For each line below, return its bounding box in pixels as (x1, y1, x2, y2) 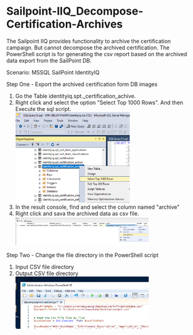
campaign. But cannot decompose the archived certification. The (6, 44, 170, 51)
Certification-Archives (6, 17, 123, 31)
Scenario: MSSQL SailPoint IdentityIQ (6, 68, 100, 76)
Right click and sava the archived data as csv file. (15, 209, 139, 217)
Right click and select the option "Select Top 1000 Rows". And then (15, 99, 184, 106)
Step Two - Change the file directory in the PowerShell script (6, 251, 159, 259)
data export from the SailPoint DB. (6, 57, 92, 64)
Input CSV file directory (15, 264, 74, 271)
